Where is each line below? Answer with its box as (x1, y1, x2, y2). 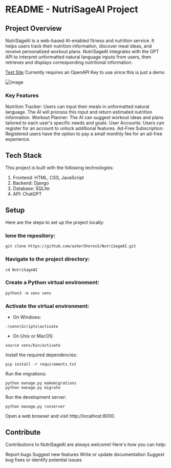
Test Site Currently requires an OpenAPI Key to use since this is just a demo (5, 69, 165, 75)
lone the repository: (5, 232, 56, 239)
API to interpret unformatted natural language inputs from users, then (5, 54, 152, 60)
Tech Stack (5, 151, 42, 160)
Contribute (5, 428, 41, 436)
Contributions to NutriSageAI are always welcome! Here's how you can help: (5, 441, 166, 448)
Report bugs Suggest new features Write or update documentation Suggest (5, 451, 165, 457)
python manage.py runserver (5, 404, 66, 409)
